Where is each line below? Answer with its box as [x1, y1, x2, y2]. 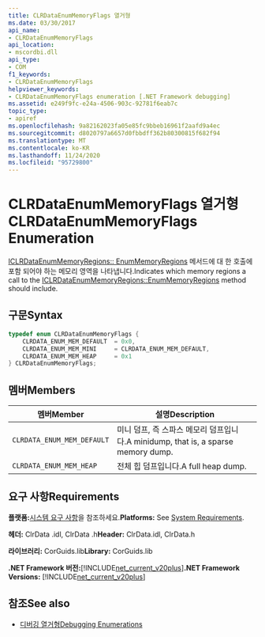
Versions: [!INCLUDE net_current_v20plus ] [8, 571, 146, 582]
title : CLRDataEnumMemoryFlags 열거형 [8, 11, 131, 20]
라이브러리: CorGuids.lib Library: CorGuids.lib [8, 546, 153, 555]
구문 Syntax [8, 309, 63, 322]
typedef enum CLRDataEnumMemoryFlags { [8, 330, 140, 338]
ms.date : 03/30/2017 [8, 19, 77, 27]
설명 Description [155, 409, 215, 420]
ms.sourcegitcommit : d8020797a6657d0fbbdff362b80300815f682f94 [8, 129, 221, 137]
